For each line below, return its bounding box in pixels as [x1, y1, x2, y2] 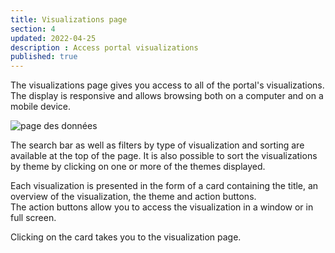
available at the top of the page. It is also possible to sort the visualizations [10, 150, 318, 162]
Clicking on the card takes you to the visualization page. [10, 231, 242, 243]
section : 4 [10, 24, 56, 34]
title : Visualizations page [10, 14, 128, 25]
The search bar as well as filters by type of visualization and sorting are [10, 139, 305, 151]
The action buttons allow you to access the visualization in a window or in [10, 201, 314, 213]
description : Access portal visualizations [10, 42, 199, 53]
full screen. [10, 212, 57, 224]
